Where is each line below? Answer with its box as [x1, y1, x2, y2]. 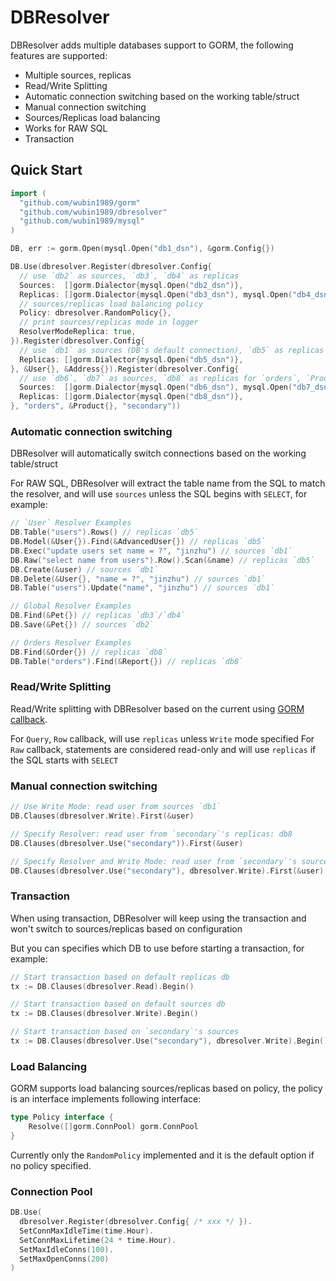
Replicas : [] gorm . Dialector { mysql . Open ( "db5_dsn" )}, [19, 354, 244, 365]
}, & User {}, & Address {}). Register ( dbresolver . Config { [10, 364, 240, 374]
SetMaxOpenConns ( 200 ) [19, 1254, 110, 1264]
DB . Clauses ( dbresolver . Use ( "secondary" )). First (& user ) [10, 838, 244, 848]
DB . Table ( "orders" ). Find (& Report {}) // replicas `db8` [10, 656, 244, 666]
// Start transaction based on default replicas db [10, 972, 230, 982]
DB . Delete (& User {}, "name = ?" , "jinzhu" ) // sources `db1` [10, 574, 267, 584]
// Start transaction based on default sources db [10, 999, 226, 1010]
